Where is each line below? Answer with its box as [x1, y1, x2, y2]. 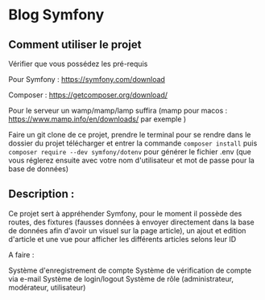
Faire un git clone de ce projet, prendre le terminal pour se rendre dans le [8, 130, 251, 139]
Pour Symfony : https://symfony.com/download [8, 75, 165, 84]
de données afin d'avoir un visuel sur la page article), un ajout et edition [8, 225, 246, 235]
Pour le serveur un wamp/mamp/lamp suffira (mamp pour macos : [8, 106, 228, 115]
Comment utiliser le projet [8, 38, 142, 51]
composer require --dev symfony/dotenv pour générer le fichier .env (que [8, 147, 251, 156]
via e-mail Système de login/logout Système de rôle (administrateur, [8, 273, 234, 283]
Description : [8, 187, 75, 201]
